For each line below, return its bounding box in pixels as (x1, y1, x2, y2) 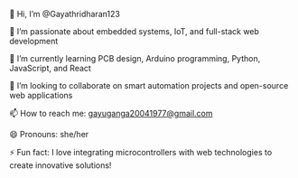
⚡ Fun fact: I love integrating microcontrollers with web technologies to (9, 147, 273, 157)
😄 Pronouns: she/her (9, 129, 89, 139)
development (9, 36, 59, 46)
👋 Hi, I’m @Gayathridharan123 (9, 9, 120, 19)
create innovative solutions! (9, 160, 112, 171)
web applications (9, 90, 73, 100)
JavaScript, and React (9, 63, 92, 73)
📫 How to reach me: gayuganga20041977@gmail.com (9, 108, 213, 118)
